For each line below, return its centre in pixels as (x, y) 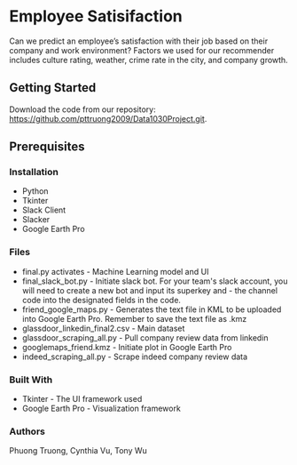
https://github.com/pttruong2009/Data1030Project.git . (108, 118)
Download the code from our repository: (83, 109)
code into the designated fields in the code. (102, 300)
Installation (34, 172)
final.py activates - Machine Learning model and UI (115, 271)
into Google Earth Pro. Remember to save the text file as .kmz (134, 318)
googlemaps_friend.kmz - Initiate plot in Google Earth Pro (127, 347)
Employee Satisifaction (96, 16)
